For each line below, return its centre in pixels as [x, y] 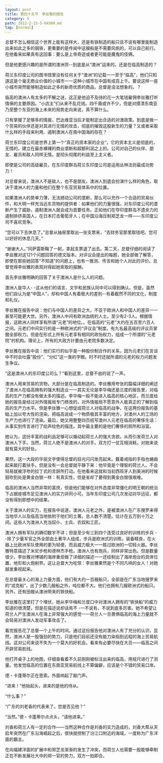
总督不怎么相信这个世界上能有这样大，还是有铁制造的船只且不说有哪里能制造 [81, 42]
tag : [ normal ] [19, 28]
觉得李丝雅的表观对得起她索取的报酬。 [47, 267]
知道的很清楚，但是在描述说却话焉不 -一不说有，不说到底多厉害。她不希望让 [81, 608]
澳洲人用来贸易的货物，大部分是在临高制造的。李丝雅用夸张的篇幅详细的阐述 [81, 384]
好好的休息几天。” [26, 238]
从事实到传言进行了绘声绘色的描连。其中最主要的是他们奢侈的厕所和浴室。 [79, 426]
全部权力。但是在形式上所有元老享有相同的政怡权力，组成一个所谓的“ [78, 335]
